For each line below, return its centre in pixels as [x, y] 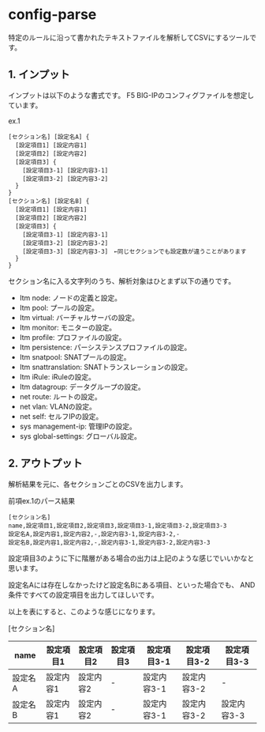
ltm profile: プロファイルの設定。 [73, 337]
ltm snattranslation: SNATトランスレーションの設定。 [105, 367]
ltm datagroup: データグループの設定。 [82, 387]
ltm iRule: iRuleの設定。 [58, 376]
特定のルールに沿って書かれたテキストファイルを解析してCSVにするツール [129, 37]
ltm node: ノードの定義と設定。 [71, 297]
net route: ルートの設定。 [61, 396]
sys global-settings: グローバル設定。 [80, 436]
